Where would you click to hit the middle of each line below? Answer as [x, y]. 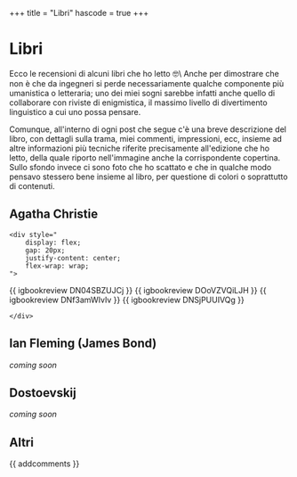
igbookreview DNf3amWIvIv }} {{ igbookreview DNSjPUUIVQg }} [127, 300]
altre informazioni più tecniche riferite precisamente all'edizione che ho [139, 148]
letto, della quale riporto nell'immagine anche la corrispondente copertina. [145, 157]
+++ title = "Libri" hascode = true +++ [79, 13]
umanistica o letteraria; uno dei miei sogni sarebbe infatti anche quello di [142, 93]
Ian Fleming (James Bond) [83, 344]
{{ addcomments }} [44, 464]
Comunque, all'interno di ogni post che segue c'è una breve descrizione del [148, 129]
